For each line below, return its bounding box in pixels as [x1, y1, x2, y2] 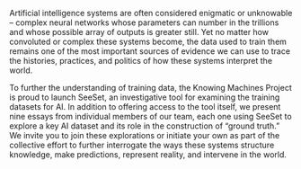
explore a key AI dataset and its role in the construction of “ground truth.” [9, 120, 280, 131]
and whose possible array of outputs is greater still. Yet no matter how [9, 27, 270, 37]
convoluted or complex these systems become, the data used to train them [9, 36, 288, 47]
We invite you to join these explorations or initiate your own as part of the [9, 130, 280, 140]
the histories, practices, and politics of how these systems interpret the [9, 56, 272, 66]
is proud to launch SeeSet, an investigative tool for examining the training [9, 92, 280, 102]
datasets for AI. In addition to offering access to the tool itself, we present [9, 102, 281, 111]
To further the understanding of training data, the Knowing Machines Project [9, 83, 292, 93]
